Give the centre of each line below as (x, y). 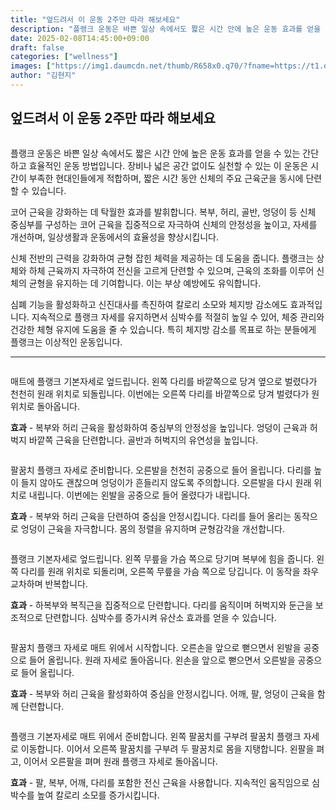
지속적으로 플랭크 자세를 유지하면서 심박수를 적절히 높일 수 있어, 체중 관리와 (178, 317)
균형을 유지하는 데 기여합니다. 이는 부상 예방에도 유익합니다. (145, 283)
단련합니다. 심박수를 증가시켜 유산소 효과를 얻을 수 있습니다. (160, 617)
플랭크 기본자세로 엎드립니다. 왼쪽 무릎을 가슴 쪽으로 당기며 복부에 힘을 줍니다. (162, 558)
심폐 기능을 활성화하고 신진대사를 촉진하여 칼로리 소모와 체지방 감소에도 (149, 304)
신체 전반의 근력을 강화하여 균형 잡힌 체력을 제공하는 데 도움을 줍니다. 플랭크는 (162, 258)
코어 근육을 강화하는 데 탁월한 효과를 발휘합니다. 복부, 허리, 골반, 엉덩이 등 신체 (163, 212)
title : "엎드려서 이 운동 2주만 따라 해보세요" (95, 19)
